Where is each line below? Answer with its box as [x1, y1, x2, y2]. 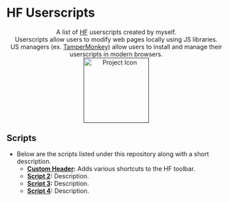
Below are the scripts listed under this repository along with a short [16, 150, 210, 158]
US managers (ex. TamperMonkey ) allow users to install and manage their [10, 42, 223, 51]
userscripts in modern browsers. [70, 50, 163, 58]
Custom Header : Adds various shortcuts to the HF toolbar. [26, 165, 196, 173]
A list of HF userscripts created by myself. [56, 28, 177, 36]
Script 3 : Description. [26, 179, 90, 188]
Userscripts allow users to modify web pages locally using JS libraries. [15, 35, 218, 43]
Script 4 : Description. [26, 187, 90, 195]
